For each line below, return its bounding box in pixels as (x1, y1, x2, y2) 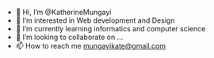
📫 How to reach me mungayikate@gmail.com (15, 42, 166, 50)
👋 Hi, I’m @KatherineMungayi (15, 8, 112, 16)
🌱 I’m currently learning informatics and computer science (15, 24, 206, 33)
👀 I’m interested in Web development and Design (15, 16, 175, 25)
